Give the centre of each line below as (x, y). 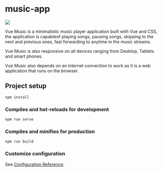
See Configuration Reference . (35, 164)
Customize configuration (35, 154)
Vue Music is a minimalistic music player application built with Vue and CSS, (81, 31)
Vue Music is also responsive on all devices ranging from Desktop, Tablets (80, 51)
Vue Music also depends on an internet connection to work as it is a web (78, 65)
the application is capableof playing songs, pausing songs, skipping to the (79, 36)
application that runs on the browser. (42, 71)
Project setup (26, 86)
